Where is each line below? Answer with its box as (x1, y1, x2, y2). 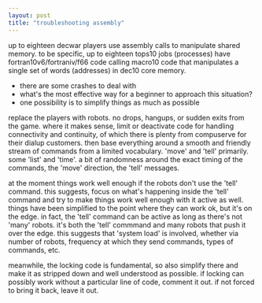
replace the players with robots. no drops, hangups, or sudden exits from (8, 113, 245, 122)
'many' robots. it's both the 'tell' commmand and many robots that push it (8, 220, 246, 229)
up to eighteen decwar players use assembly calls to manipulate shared (8, 40, 241, 50)
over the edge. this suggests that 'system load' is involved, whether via (8, 228, 238, 238)
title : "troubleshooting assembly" (8, 19, 125, 27)
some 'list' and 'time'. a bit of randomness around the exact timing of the (8, 154, 243, 164)
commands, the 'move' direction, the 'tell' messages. (8, 163, 179, 172)
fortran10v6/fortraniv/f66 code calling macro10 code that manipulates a (8, 57, 239, 67)
